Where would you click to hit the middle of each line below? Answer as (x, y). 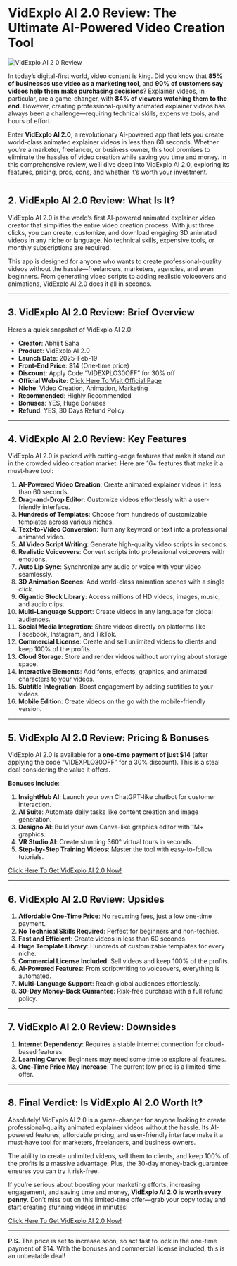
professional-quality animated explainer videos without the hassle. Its (109, 1127)
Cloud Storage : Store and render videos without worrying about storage (123, 657)
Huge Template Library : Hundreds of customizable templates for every (121, 946)
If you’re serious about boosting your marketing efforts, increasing (104, 1184)
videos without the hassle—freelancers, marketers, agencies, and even (111, 268)
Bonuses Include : (34, 784)
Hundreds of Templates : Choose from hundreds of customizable (113, 515)
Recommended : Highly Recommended (75, 395)
